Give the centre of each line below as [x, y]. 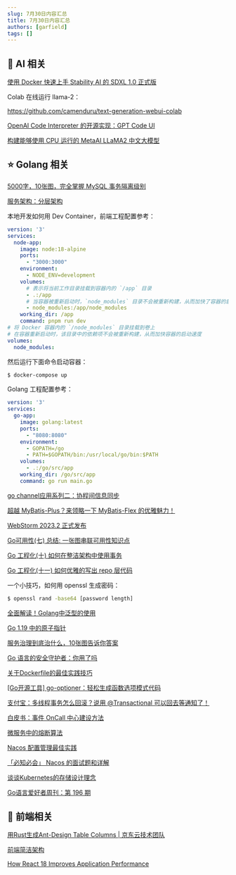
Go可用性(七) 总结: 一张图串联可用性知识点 [68, 540]
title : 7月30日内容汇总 [39, 20]
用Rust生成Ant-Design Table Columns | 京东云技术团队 [86, 835]
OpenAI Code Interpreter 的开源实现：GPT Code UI [81, 126]
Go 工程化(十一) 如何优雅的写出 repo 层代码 [70, 570]
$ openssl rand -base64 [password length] [70, 598]
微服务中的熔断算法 [35, 732]
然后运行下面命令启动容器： [47, 361]
